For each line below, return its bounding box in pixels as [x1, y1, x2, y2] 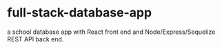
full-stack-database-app [7, 5, 152, 21]
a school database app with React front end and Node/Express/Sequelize [7, 28, 216, 36]
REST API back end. [7, 35, 64, 43]
